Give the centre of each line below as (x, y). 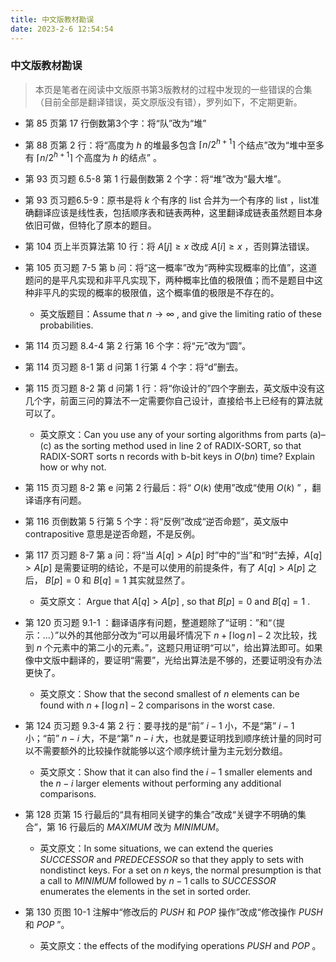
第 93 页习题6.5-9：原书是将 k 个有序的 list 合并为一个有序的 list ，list (168, 200)
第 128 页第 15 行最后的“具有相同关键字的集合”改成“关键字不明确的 (161, 815)
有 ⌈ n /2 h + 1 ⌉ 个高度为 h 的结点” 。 (93, 157)
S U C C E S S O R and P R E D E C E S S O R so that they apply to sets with (171, 860)
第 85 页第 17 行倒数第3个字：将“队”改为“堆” (115, 123)
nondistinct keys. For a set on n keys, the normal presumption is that (180, 870)
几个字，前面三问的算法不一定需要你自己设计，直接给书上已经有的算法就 (173, 401)
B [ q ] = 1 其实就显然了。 (142, 580)
